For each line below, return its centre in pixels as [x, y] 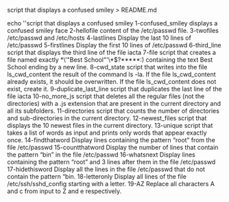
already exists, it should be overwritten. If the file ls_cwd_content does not [112, 81]
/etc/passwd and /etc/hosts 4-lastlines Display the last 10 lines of [99, 38]
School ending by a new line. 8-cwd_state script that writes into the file [107, 67]
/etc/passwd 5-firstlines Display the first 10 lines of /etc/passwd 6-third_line [114, 45]
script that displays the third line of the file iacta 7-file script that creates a [111, 52]
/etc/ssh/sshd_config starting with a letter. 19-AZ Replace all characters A [111, 184]
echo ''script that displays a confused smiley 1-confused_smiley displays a [112, 23]
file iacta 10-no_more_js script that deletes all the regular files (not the [106, 96]
